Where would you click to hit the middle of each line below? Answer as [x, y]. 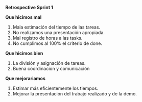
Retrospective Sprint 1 [29, 7]
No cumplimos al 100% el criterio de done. [57, 43]
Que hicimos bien [24, 53]
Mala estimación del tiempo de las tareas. [56, 27]
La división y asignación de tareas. [49, 63]
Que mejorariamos [26, 78]
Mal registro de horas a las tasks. [48, 38]
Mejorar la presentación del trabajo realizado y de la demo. [75, 94]
